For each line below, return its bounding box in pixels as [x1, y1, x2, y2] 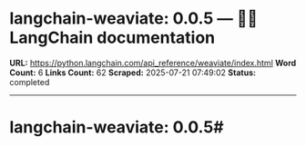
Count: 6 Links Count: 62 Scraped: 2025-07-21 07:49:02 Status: [9, 67, 257, 78]
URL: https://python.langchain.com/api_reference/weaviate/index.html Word [9, 57, 297, 68]
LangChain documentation [9, 27, 216, 48]
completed [9, 76, 50, 87]
